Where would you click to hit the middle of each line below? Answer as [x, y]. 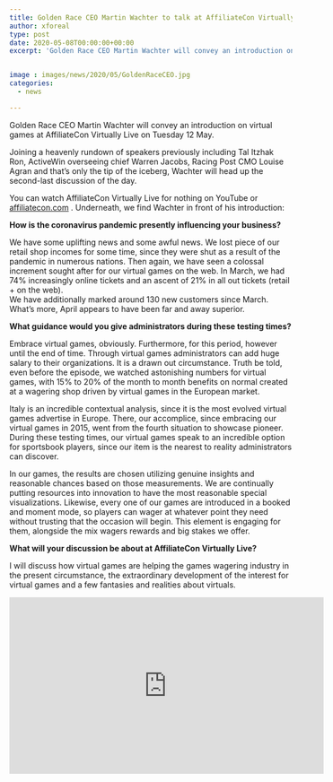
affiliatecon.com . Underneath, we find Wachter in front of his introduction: [147, 207]
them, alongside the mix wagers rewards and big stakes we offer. [130, 531]
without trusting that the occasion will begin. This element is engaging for [145, 521]
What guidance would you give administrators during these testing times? [150, 326]
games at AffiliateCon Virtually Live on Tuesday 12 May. [112, 135]
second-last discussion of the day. [73, 180]
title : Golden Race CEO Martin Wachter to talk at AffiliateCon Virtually [152, 17]
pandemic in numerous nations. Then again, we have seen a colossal [137, 261]
